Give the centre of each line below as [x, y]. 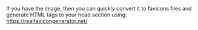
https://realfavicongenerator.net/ [47, 21]
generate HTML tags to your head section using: [67, 15]
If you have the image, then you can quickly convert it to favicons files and [99, 9]
